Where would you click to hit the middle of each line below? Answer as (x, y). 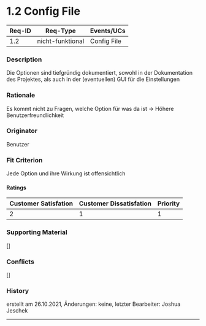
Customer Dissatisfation (115, 203)
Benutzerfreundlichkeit (35, 115)
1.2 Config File (44, 11)
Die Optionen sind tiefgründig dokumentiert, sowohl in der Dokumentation (100, 73)
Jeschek (17, 311)
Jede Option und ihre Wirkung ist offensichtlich (66, 173)
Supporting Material (37, 232)
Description (24, 59)
